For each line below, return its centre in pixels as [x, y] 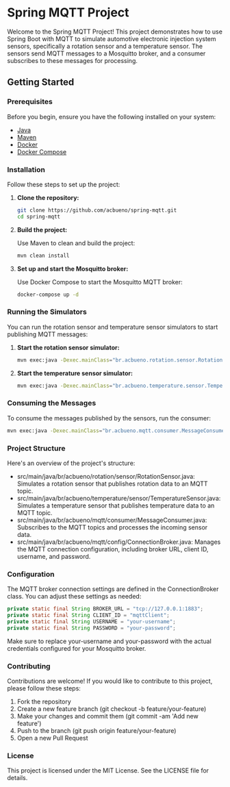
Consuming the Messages [52, 403]
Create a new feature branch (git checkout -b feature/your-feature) [112, 709]
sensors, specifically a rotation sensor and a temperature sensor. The [105, 46]
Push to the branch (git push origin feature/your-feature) [97, 731]
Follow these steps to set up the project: [64, 184]
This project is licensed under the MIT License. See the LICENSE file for [108, 771]
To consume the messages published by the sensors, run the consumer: [109, 418]
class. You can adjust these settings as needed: [74, 597]
